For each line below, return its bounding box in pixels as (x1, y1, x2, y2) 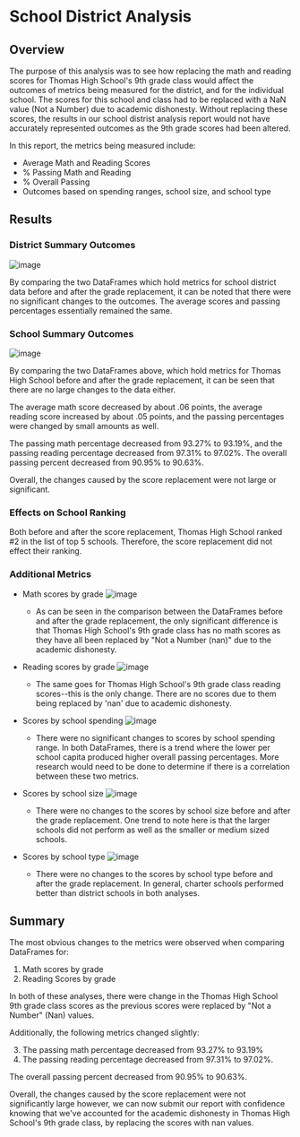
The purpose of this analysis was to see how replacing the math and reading (9, 65, 292, 76)
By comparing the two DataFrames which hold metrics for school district (9, 276, 277, 288)
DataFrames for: (9, 947, 69, 958)
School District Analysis (9, 6, 193, 27)
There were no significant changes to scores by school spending (35, 732, 276, 743)
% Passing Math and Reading (21, 168, 132, 177)
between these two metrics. (35, 771, 139, 781)
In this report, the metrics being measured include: (9, 141, 196, 151)
